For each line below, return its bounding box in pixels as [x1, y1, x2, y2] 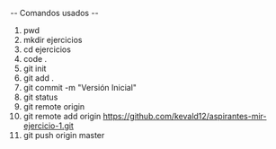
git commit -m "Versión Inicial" [22, 83, 138, 92]
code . [22, 54, 48, 64]
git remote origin [22, 101, 85, 111]
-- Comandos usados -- [10, 8, 99, 18]
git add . [22, 73, 55, 83]
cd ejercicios [22, 44, 71, 55]
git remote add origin [22, 111, 102, 121]
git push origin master [22, 130, 105, 140]
